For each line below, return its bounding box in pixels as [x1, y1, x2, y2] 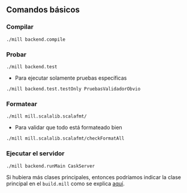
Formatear [6, 99, 38, 108]
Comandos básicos [6, 5, 80, 15]
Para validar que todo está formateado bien [14, 124, 123, 131]
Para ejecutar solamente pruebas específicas [14, 74, 127, 82]
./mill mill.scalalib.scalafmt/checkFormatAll [6, 135, 125, 141]
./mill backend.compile [6, 36, 66, 43]
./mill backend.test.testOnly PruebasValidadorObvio [6, 86, 141, 92]
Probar [6, 50, 27, 59]
